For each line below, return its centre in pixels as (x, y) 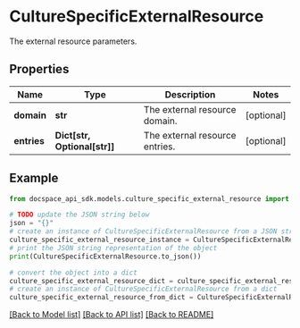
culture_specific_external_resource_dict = (92, 281)
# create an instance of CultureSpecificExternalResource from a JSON (143, 231)
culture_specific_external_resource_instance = (100, 240)
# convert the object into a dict (74, 273)
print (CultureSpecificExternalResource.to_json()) (105, 257)
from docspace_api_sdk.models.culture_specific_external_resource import (150, 198)
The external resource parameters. (73, 41)
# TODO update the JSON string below (79, 215)
